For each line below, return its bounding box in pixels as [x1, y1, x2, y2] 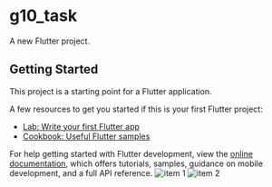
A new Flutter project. [9, 35, 91, 46]
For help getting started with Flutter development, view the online [9, 148, 254, 159]
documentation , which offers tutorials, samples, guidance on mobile [9, 158, 263, 169]
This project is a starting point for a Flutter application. [9, 85, 212, 96]
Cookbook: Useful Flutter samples [22, 131, 151, 142]
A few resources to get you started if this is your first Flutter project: [9, 103, 263, 114]
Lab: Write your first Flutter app [22, 121, 141, 132]
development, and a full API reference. [9, 167, 153, 178]
